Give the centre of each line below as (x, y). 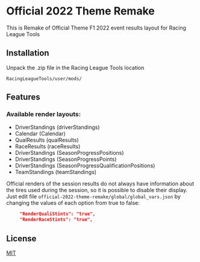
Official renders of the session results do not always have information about (100, 184)
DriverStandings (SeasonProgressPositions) (70, 153)
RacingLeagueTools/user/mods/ (44, 79)
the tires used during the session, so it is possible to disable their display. (97, 190)
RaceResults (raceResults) (48, 146)
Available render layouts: (44, 114)
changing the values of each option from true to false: (73, 203)
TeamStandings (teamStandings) (56, 172)
